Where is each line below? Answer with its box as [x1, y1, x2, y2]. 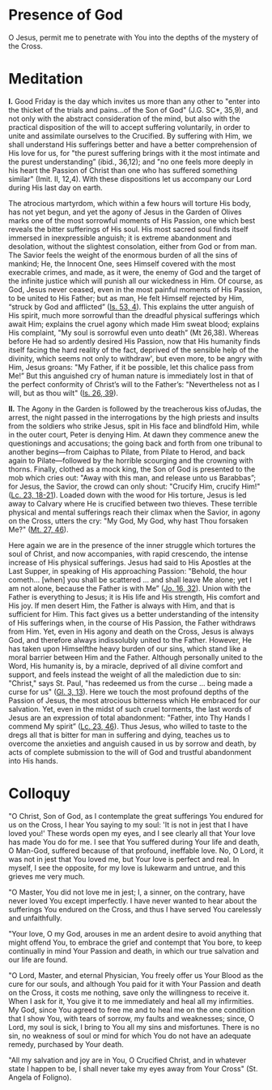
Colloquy [8, 785, 71, 803]
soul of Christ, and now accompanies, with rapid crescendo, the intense [8, 549, 249, 558]
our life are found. [8, 954, 68, 964]
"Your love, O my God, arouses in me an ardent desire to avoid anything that [8, 928, 262, 938]
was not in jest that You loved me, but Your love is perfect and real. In [8, 854, 240, 864]
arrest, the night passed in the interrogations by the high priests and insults [8, 412, 259, 422]
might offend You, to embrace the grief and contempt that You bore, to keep [8, 937, 262, 947]
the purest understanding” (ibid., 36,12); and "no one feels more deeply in [8, 157, 253, 166]
